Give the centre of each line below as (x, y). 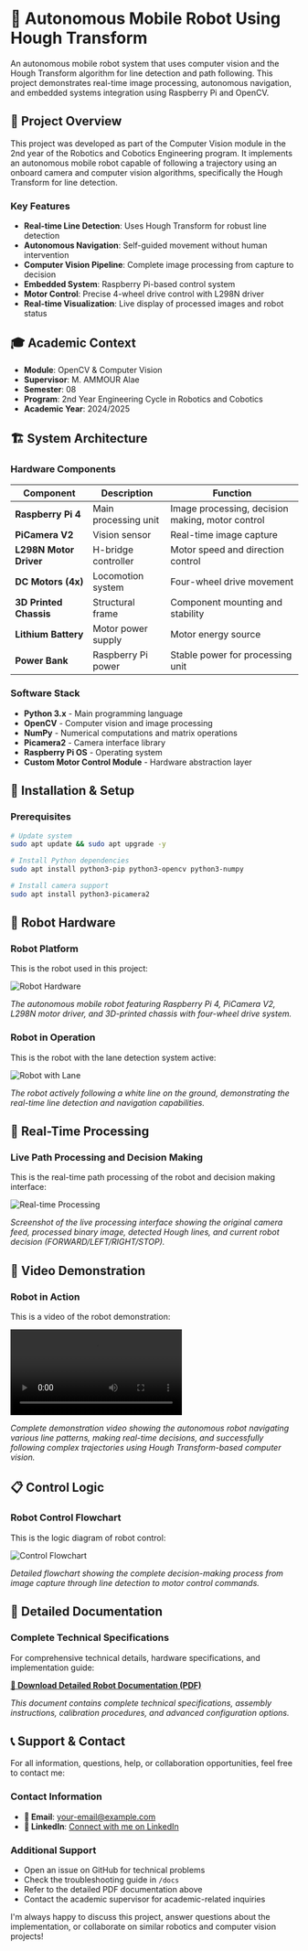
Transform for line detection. (64, 182)
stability (187, 614)
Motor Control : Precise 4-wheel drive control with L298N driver (143, 294)
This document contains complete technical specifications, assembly (141, 1703)
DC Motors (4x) (49, 582)
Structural (113, 602)
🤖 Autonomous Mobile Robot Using (146, 19)
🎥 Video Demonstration (78, 1270)
